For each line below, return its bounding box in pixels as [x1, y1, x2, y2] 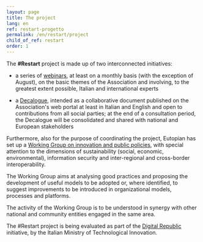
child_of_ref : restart [6, 37, 64, 43]
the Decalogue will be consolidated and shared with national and [15, 116, 179, 123]
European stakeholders [15, 123, 74, 130]
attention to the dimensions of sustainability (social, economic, [6, 148, 164, 155]
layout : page [6, 9, 40, 15]
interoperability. [6, 161, 46, 168]
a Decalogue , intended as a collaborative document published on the [15, 96, 189, 104]
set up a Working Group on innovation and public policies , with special [6, 141, 183, 148]
